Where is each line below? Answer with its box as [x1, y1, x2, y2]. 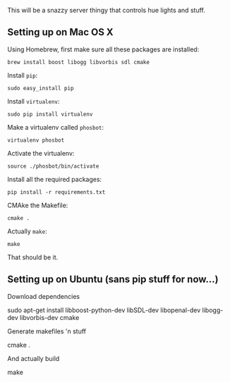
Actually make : [7, 227, 47, 235]
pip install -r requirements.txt [7, 188, 106, 196]
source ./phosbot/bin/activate [7, 162, 99, 170]
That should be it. [7, 253, 59, 261]
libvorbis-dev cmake [20, 313, 80, 321]
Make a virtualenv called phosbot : [7, 123, 104, 131]
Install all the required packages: [7, 175, 102, 183]
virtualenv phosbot [7, 137, 65, 144]
